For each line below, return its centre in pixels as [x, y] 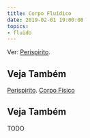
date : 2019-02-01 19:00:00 [45, 20]
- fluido [19, 33]
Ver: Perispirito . [29, 52]
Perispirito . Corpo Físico [41, 91]
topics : [18, 26]
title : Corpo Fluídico [39, 13]
